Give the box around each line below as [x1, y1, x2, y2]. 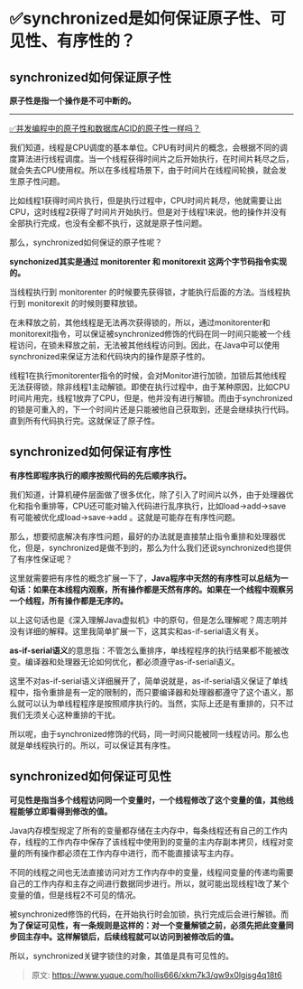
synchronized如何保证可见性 [9, 769, 171, 784]
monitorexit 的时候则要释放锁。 [26, 298, 142, 308]
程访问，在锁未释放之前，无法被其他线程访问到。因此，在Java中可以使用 [9, 340, 280, 350]
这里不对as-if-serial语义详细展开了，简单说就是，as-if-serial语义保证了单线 [9, 675, 289, 686]
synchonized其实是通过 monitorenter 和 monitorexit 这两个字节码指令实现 [9, 257, 288, 266]
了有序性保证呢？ [9, 553, 73, 564]
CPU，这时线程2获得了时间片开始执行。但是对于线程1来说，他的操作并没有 [9, 207, 287, 217]
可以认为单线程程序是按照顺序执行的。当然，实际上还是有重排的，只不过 [24, 697, 294, 709]
